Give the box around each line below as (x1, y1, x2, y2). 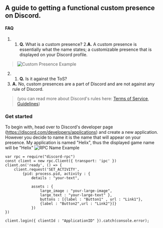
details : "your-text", (31, 175, 80, 180)
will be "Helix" (5, 145, 34, 150)
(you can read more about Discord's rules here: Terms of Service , (17, 95, 149, 102)
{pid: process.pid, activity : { (22, 171, 91, 176)
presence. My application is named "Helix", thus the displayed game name (5, 139, 155, 145)
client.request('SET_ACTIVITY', (14, 167, 80, 172)
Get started (5, 113, 33, 120)
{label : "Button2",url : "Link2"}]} (40, 201, 117, 206)
